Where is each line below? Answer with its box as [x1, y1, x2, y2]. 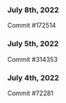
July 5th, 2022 [7, 39, 59, 49]
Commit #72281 [7, 89, 54, 97]
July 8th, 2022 [7, 5, 59, 15]
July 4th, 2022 [7, 72, 60, 82]
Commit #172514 [7, 21, 57, 30]
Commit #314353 [7, 55, 58, 63]
